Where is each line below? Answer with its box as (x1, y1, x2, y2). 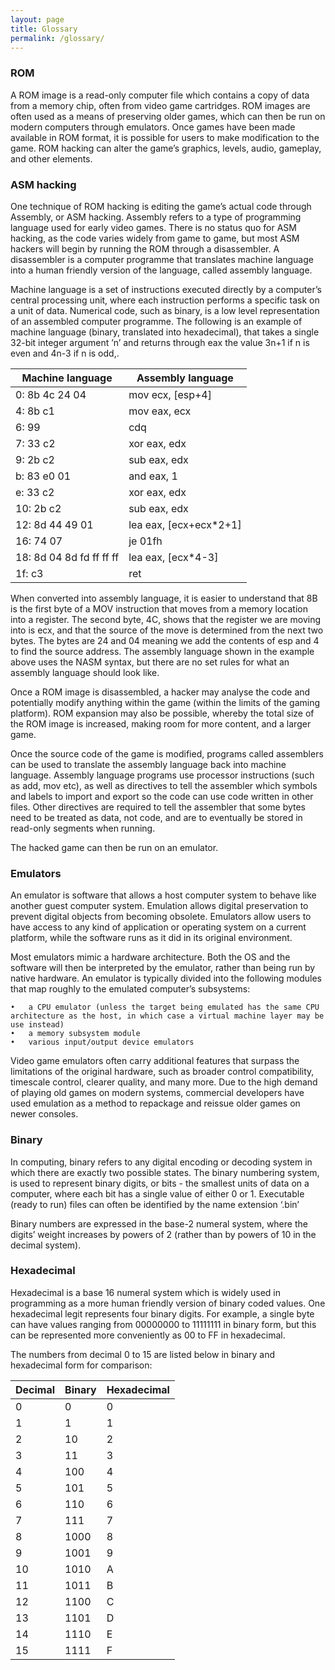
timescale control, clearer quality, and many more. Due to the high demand (10, 1076, 318, 1088)
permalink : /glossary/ (10, 33, 105, 43)
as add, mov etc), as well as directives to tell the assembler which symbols (10, 779, 318, 791)
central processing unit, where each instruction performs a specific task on (10, 294, 320, 306)
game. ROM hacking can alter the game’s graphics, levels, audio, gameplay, (10, 142, 322, 154)
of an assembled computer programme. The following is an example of (10, 315, 303, 327)
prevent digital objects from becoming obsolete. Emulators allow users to (10, 911, 312, 923)
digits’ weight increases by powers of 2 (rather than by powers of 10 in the (10, 1228, 317, 1240)
